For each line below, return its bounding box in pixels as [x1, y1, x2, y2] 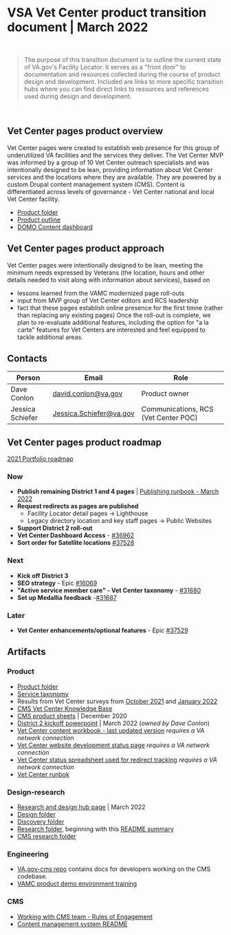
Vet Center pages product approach [7, 243, 165, 255]
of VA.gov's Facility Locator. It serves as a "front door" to [23, 63, 186, 71]
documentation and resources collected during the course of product [23, 70, 221, 78]
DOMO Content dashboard [16, 222, 93, 231]
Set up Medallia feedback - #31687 [16, 593, 117, 601]
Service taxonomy [16, 689, 69, 698]
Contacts [7, 352, 48, 364]
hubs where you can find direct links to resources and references [23, 85, 210, 93]
